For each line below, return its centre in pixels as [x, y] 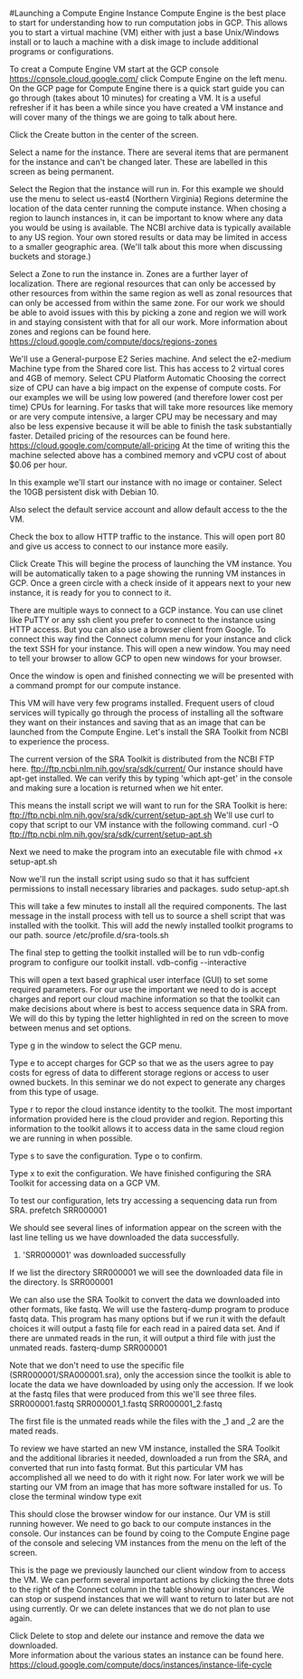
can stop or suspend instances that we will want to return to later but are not [151, 1599]
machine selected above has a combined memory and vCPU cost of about [148, 455]
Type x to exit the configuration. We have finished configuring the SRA [140, 1173]
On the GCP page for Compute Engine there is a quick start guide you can [147, 88]
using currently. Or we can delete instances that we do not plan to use [140, 1608]
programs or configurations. [62, 52]
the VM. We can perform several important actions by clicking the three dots [152, 1580]
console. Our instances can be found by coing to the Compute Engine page [150, 1533]
